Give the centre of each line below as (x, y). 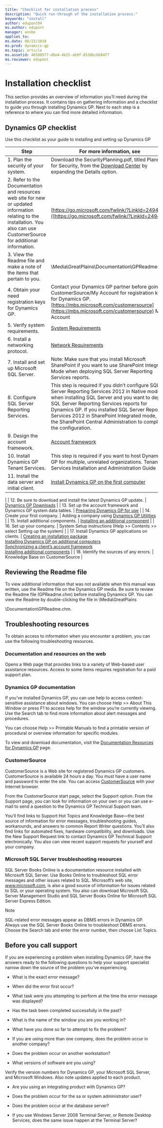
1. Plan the (20, 160)
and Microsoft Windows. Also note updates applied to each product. (73, 1077)
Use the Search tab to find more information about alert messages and (76, 713)
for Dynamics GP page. (28, 748)
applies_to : (17, 37)
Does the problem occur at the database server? (60, 1106)
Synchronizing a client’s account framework (49, 546)
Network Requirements (77, 345)
